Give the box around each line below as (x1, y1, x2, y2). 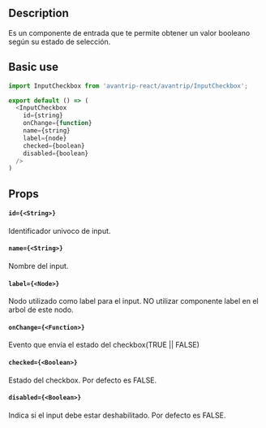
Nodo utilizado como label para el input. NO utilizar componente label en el (8, 296, 260, 306)
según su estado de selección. (8, 37, 111, 46)
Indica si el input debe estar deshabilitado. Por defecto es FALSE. (8, 410, 226, 420)
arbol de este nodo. (8, 305, 75, 315)
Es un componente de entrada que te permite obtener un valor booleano (8, 28, 251, 37)
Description (8, 6, 69, 20)
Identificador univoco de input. (8, 226, 111, 236)
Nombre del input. (8, 262, 69, 271)
